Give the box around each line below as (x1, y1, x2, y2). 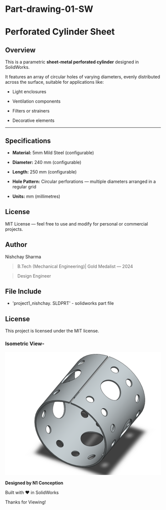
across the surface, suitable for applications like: (5, 79, 104, 85)
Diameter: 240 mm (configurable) (12, 160, 82, 165)
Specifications (5, 136, 51, 145)
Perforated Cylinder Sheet (5, 26, 115, 38)
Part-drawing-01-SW (5, 3, 93, 15)
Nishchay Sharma (5, 254, 41, 260)
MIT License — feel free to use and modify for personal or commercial (5, 221, 148, 227)
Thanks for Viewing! (5, 499, 46, 505)
